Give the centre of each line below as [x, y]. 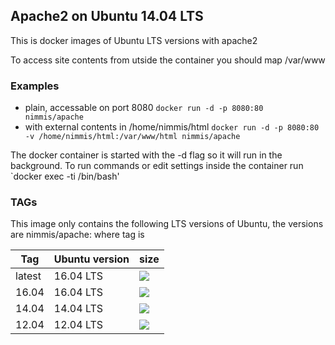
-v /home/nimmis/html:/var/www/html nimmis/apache [132, 137]
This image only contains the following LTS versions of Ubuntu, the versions [167, 224]
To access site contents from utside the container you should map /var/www [168, 60]
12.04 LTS [78, 325]
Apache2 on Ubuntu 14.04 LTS [107, 16]
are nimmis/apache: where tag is [77, 235]
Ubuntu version [91, 259]
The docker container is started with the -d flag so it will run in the [146, 155]
